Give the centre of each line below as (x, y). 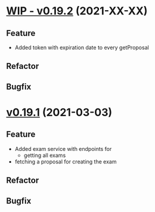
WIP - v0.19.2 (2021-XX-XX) (77, 11)
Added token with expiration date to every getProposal (82, 47)
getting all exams (45, 155)
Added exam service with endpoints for (63, 149)
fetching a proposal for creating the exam (66, 161)
